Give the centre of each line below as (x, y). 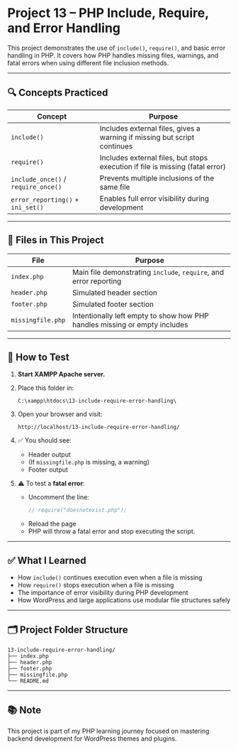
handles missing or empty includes (130, 325)
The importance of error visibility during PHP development (103, 593)
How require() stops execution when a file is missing (96, 585)
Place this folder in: (46, 388)
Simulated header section (115, 293)
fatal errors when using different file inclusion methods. (88, 62)
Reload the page (52, 524)
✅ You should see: (45, 440)
